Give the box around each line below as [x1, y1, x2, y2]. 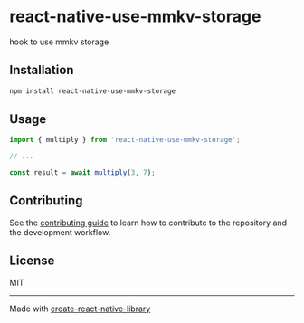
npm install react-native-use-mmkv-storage [9, 86, 176, 96]
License [9, 253, 55, 269]
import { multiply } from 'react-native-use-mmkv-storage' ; [9, 136, 242, 145]
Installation [9, 62, 74, 78]
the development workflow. [9, 226, 111, 237]
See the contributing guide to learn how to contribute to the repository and [9, 217, 288, 228]
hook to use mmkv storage [9, 36, 109, 47]
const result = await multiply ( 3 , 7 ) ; [9, 168, 156, 177]
